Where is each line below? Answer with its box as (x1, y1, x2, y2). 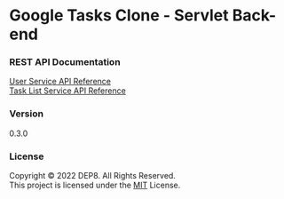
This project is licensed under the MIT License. (9, 179, 181, 191)
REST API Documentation (9, 56, 122, 68)
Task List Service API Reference (9, 85, 126, 96)
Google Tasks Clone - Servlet (9, 5, 229, 26)
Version (9, 107, 44, 120)
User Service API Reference (9, 76, 111, 87)
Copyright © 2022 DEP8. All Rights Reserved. (9, 171, 176, 181)
